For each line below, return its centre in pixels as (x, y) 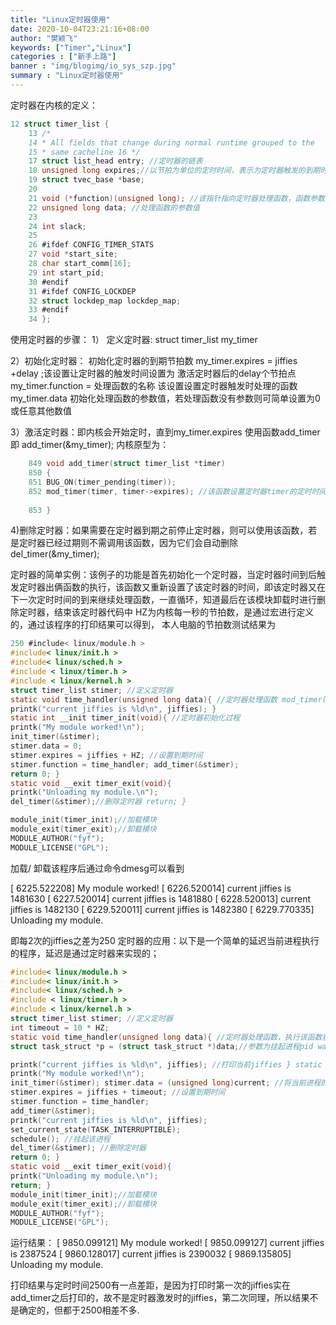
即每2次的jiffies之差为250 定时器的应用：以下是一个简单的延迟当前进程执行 (165, 940)
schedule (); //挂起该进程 (60, 1139)
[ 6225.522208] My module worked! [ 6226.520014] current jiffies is (151, 888)
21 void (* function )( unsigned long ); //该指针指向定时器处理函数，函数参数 (176, 198)
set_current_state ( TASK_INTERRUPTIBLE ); (96, 1129)
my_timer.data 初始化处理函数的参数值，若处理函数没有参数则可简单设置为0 (165, 398)
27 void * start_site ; (73, 254)
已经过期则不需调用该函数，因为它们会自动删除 (141, 543)
